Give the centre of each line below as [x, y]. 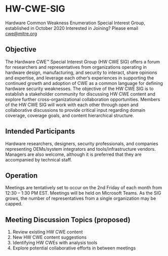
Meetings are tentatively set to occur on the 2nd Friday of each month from [84, 188]
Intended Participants [40, 131]
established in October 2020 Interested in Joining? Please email [72, 28]
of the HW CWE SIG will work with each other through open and [72, 105]
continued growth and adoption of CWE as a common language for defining [84, 83]
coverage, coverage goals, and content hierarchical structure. [70, 115]
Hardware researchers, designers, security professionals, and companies [82, 143]
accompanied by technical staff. [39, 159]
